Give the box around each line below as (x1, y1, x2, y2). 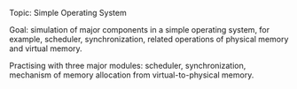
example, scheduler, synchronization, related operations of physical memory (9, 34, 289, 44)
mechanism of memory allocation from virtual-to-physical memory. (9, 70, 254, 80)
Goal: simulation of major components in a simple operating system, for (9, 25, 270, 34)
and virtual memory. (9, 43, 82, 54)
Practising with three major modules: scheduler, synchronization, (9, 61, 246, 70)
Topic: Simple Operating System (9, 8, 127, 18)
